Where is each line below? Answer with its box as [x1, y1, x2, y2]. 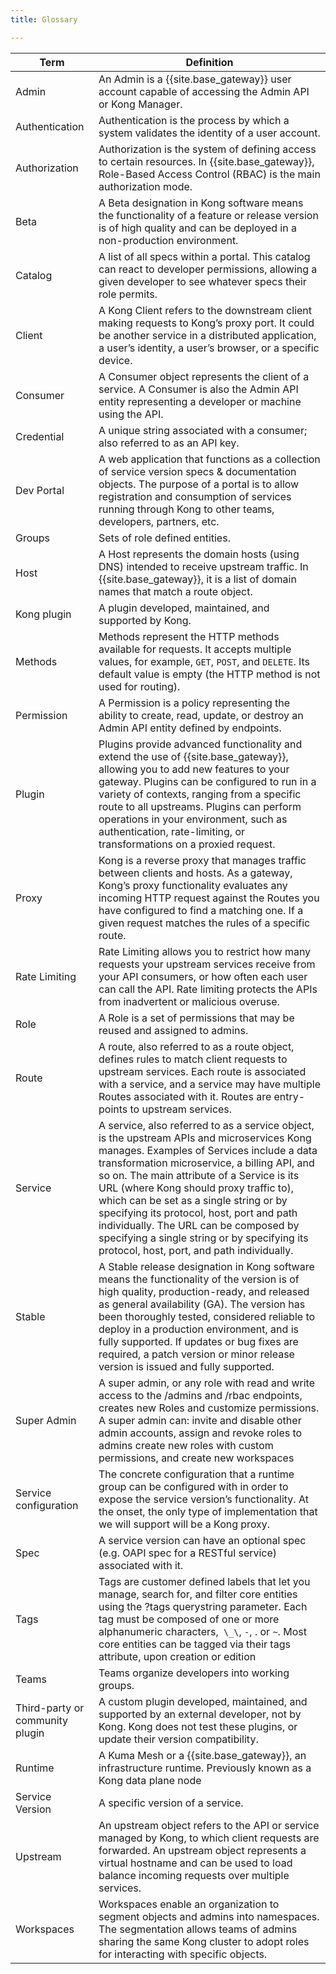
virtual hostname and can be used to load [98, 1856, 293, 1870]
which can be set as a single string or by [98, 1193, 288, 1207]
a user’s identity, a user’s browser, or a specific [98, 341, 320, 355]
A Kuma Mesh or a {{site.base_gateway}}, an [98, 1748, 307, 1762]
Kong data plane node [98, 1773, 202, 1787]
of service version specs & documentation [98, 464, 297, 478]
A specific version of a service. [98, 1796, 244, 1810]
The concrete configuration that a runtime [98, 1467, 295, 1481]
